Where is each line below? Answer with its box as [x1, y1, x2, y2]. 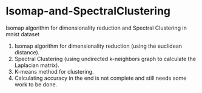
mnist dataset [5, 30, 40, 37]
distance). [14, 48, 40, 56]
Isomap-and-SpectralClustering [5, 4, 171, 18]
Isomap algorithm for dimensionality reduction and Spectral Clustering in [5, 24, 187, 31]
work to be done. [14, 80, 58, 88]
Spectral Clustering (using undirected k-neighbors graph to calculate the [14, 55, 197, 62]
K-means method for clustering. [14, 68, 95, 75]
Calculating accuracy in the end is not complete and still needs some [14, 74, 187, 82]
